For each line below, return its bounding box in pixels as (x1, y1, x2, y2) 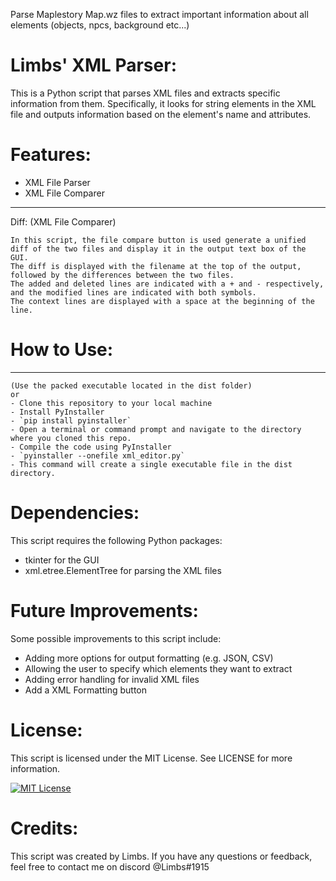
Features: (10, 144, 92, 166)
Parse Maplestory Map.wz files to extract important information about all (10, 9, 309, 20)
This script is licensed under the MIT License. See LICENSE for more (10, 752, 293, 764)
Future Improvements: (10, 599, 199, 622)
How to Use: (10, 339, 114, 361)
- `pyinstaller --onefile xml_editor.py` (10, 450, 186, 461)
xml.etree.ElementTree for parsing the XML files (24, 564, 222, 576)
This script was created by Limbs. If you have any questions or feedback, (10, 850, 313, 862)
